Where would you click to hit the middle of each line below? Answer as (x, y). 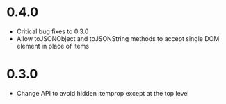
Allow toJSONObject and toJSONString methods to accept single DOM (118, 38)
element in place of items (53, 46)
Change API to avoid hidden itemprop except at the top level (103, 93)
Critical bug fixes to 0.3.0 (53, 31)
